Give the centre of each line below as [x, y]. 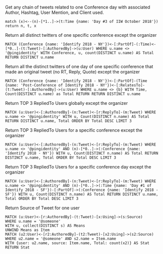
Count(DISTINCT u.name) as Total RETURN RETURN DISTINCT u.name [73, 94]
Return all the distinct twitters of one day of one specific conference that [79, 66]
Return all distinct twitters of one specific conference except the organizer [81, 35]
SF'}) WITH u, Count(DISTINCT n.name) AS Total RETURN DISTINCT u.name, [82, 194]
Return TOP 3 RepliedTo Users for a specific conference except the [74, 130]
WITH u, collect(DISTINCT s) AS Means [45, 226]
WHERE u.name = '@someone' [33, 221]
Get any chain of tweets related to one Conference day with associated [78, 7]
